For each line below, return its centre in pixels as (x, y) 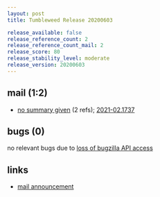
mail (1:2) (27, 93)
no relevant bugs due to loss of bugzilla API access (80, 148)
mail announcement (45, 187)
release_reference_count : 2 (48, 39)
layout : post (26, 14)
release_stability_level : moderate (59, 59)
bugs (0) (26, 131)
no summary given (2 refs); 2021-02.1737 (76, 110)
